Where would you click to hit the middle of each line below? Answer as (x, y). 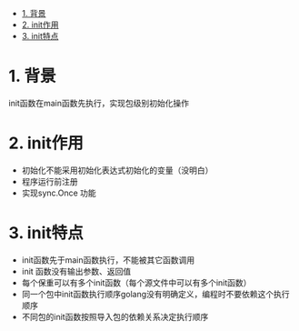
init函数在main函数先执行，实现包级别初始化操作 (99, 103)
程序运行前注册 (50, 181)
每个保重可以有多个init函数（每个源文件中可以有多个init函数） (136, 282)
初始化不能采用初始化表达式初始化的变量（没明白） (117, 170)
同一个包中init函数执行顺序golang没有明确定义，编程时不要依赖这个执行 (155, 294)
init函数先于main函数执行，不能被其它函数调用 (108, 260)
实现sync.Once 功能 (59, 193)
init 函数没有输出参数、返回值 (76, 271)
